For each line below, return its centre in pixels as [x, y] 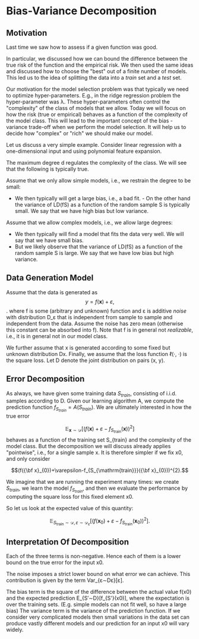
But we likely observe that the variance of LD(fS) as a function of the [99, 247]
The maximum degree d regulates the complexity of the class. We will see [97, 163]
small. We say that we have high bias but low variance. [81, 211]
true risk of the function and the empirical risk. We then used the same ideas [100, 65]
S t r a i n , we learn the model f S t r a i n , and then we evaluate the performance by [97, 489]
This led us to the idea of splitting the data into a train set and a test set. [94, 78]
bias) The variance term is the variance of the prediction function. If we [93, 611]
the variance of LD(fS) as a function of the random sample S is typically [102, 204]
